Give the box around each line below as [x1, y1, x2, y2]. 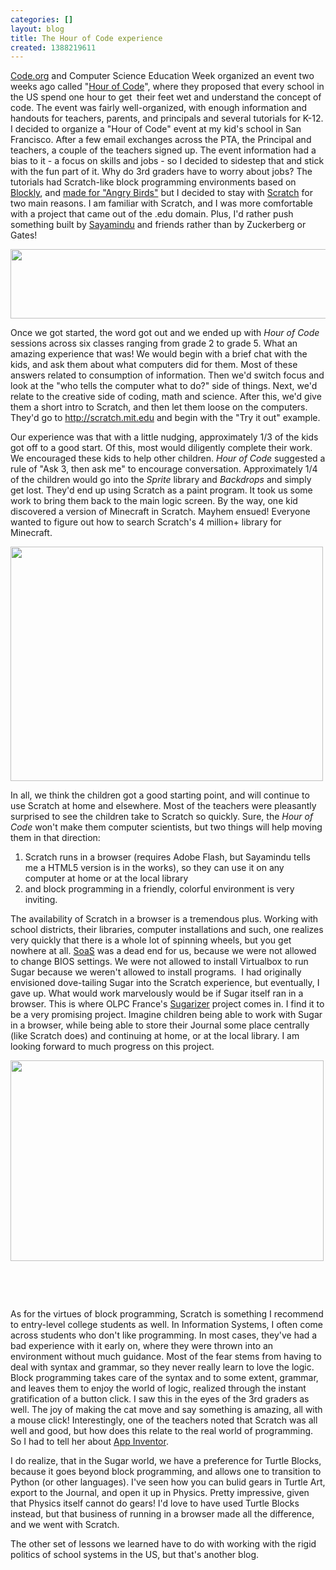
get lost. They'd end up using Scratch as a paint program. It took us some [10, 484, 313, 496]
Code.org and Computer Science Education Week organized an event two [10, 70, 315, 82]
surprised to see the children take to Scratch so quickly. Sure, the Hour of [10, 811, 314, 823]
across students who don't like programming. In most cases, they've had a [10, 1329, 318, 1341]
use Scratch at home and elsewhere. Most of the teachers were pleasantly [10, 800, 317, 812]
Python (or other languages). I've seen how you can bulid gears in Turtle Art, [10, 1476, 326, 1488]
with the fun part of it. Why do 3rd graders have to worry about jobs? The [10, 166, 313, 178]
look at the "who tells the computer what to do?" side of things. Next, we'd [10, 380, 318, 392]
